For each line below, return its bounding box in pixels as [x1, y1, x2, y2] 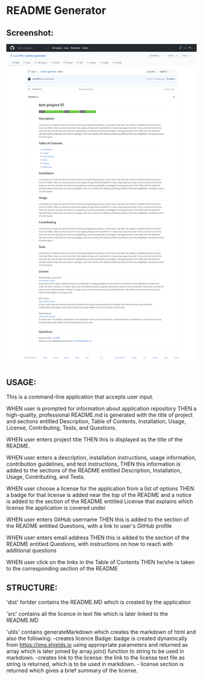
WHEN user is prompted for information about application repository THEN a [6, 405, 197, 412]
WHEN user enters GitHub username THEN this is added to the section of [6, 516, 189, 523]
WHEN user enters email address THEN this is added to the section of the [6, 534, 190, 541]
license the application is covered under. [6, 504, 108, 512]
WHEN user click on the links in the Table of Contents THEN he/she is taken [6, 559, 195, 566]
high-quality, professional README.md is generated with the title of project [6, 411, 193, 419]
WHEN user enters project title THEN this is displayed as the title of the [6, 436, 183, 443]
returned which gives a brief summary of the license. [6, 667, 138, 674]
